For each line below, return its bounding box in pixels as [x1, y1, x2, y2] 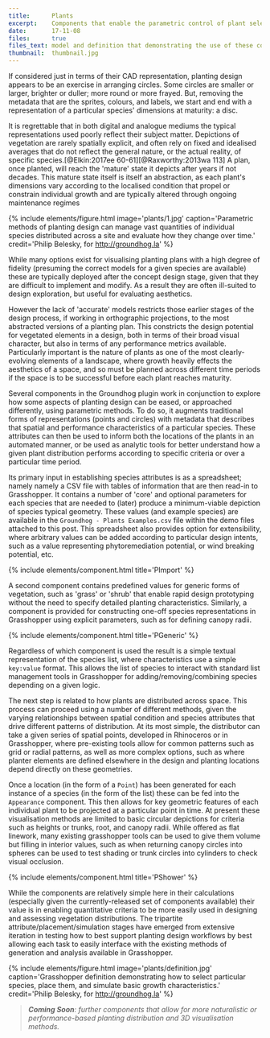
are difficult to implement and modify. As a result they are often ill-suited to [8, 281, 256, 290]
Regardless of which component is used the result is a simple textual [8, 646, 235, 656]
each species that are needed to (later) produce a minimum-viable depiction [8, 498, 261, 508]
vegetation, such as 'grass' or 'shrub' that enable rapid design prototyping [8, 589, 255, 599]
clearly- [219, 348, 245, 356]
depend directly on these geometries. [8, 764, 133, 773]
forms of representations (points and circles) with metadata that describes [8, 414, 255, 423]
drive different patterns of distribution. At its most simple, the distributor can [8, 722, 260, 731]
